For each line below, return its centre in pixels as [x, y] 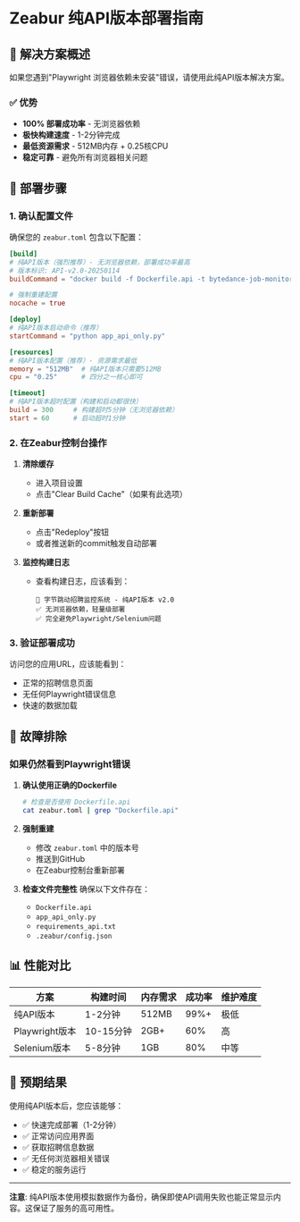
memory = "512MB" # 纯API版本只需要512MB [85, 369]
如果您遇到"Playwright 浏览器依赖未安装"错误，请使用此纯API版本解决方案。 [149, 77]
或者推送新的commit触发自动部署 [96, 544]
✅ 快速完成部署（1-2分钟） [71, 1125]
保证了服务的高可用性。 [75, 1208]
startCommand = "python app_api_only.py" [87, 336]
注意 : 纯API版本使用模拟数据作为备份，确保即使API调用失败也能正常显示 [142, 1197]
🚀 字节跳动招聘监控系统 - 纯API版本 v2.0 [105, 600]
